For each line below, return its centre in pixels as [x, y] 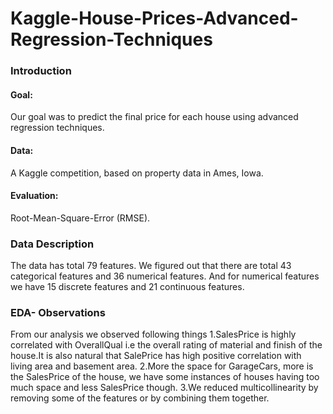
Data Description [52, 244]
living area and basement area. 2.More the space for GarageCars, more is [162, 366]
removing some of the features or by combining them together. [140, 398]
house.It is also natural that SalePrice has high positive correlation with [156, 356]
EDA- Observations [58, 312]
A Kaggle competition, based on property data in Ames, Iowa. [137, 173]
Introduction [41, 71]
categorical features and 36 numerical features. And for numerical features [165, 276]
